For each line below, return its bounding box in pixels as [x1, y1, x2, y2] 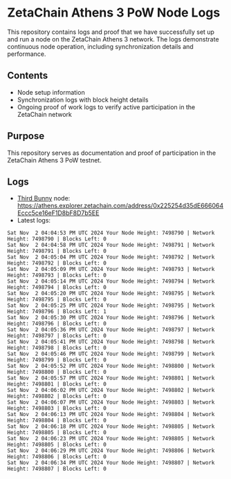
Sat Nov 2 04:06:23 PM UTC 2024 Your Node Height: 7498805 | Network [7, 435, 215, 442]
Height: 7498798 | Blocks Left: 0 [7, 344, 107, 352]
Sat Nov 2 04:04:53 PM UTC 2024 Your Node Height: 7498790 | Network [7, 229, 215, 236]
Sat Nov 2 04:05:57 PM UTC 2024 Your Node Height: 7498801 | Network [7, 375, 215, 382]
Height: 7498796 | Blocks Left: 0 [7, 320, 107, 328]
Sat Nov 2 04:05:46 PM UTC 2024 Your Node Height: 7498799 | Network [7, 350, 215, 357]
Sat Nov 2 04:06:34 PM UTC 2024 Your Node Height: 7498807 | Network [7, 460, 215, 467]
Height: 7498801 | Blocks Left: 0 [7, 381, 107, 388]
